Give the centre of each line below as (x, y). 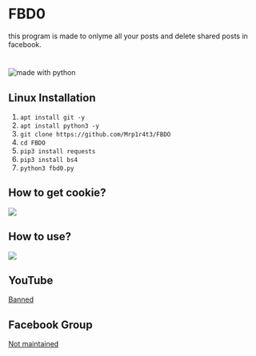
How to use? (40, 237)
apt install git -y (52, 117)
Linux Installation (52, 98)
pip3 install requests (58, 151)
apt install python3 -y (60, 126)
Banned (21, 299)
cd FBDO (32, 143)
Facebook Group (51, 324)
